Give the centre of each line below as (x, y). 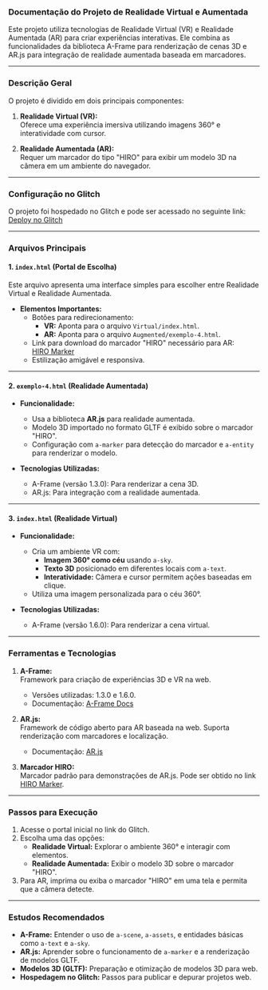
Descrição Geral (40, 83)
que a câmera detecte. (57, 889)
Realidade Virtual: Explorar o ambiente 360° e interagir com (131, 847)
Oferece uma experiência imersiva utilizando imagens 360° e (120, 124)
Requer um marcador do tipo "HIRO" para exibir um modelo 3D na (128, 157)
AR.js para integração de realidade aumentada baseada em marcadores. (127, 55)
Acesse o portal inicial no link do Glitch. (85, 830)
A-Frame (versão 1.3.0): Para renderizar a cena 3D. (115, 484)
